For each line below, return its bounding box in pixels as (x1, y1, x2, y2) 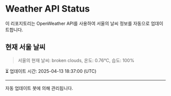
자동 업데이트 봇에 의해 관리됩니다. (5, 85, 73, 91)
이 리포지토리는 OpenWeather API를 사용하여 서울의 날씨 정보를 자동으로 (5, 20, 150, 26)
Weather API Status (5, 3, 90, 15)
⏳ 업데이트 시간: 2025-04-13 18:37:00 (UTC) (5, 68, 97, 74)
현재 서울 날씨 (5, 43, 46, 52)
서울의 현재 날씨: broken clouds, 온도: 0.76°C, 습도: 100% (17, 57, 135, 63)
